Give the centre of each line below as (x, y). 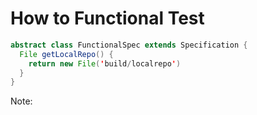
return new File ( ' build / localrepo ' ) (105, 63)
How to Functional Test (107, 18)
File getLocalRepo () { (66, 54)
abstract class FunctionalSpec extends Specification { (129, 45)
